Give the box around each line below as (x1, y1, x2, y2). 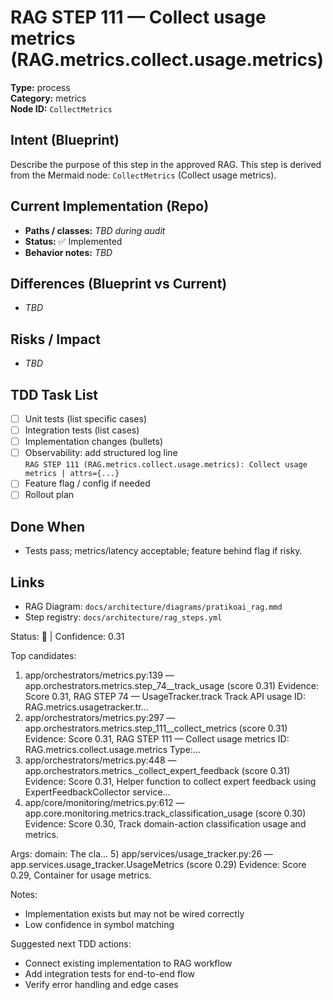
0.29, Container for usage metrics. (10, 869, 152, 881)
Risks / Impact (10, 331, 102, 348)
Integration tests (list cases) (24, 424, 140, 436)
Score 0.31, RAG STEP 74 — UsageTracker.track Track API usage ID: (24, 691, 306, 702)
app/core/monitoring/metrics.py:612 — (24, 797, 185, 808)
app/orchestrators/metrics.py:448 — (24, 754, 177, 766)
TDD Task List (10, 386, 98, 403)
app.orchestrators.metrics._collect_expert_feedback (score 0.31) (24, 765, 291, 776)
